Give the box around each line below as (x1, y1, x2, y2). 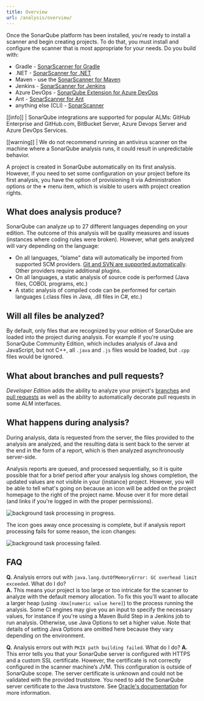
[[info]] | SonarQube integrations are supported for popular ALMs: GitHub (6, 114, 191, 121)
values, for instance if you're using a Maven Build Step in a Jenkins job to (6, 612, 190, 620)
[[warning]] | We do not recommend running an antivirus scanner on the (6, 138, 188, 145)
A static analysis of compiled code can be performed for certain (15, 286, 176, 294)
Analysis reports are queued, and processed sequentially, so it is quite (6, 465, 183, 472)
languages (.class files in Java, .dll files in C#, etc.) (15, 293, 142, 300)
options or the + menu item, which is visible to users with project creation (6, 183, 191, 190)
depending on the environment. (6, 631, 85, 639)
